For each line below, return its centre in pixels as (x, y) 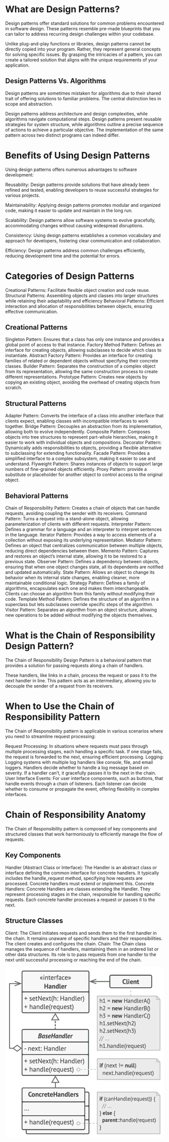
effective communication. (32, 312)
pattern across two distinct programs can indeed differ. (63, 135)
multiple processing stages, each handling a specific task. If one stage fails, (84, 751)
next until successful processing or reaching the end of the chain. (74, 959)
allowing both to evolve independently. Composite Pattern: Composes (78, 432)
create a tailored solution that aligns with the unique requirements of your (81, 59)
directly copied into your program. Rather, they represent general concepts (83, 49)
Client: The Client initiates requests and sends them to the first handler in (81, 933)
